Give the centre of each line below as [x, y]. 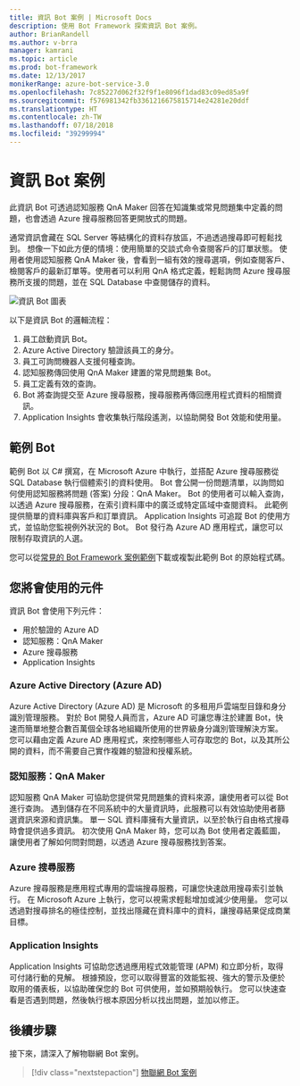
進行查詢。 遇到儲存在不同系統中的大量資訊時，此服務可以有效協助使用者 [143, 808]
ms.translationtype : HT [54, 109]
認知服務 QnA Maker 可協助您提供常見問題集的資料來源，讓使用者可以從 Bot [149, 798]
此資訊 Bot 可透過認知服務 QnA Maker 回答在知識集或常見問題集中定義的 [142, 207]
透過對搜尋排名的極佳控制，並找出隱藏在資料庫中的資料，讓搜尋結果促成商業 [150, 911]
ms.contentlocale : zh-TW [55, 117]
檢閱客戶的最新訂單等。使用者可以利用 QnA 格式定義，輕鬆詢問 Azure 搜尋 [146, 271]
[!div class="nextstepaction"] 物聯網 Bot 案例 [114, 1073]
